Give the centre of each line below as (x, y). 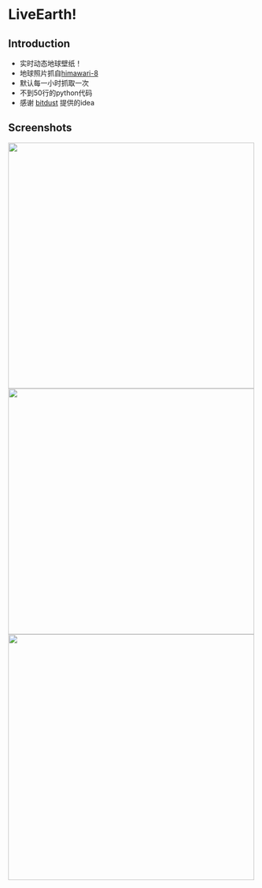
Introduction (39, 44)
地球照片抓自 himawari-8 (59, 73)
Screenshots (40, 128)
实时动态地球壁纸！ (51, 63)
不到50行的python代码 (56, 93)
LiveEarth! (42, 15)
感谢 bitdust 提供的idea (57, 103)
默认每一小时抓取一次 (54, 83)
